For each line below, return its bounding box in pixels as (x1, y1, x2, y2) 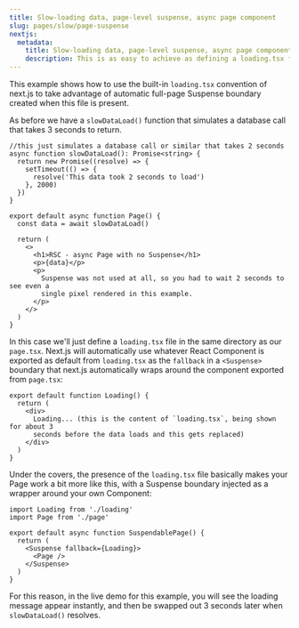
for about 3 (9, 423, 53, 431)
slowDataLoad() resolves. (9, 610, 101, 620)
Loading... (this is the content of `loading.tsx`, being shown (32, 415, 277, 423)
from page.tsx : (9, 374, 64, 384)
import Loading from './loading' (9, 505, 133, 514)
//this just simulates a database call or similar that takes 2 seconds (9, 141, 285, 150)
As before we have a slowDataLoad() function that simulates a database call (9, 115, 287, 125)
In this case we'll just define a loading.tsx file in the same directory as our (9, 336, 282, 347)
